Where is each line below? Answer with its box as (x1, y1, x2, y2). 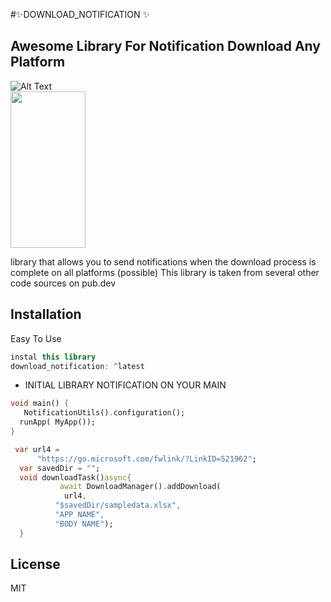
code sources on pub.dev (10, 277, 117, 289)
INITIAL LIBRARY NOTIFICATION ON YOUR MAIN (24, 379, 227, 391)
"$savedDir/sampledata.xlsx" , (54, 500, 182, 511)
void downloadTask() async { (19, 472, 132, 483)
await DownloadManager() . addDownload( (59, 482, 222, 492)
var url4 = (14, 444, 60, 454)
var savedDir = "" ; (19, 463, 101, 473)
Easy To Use (10, 332, 62, 344)
